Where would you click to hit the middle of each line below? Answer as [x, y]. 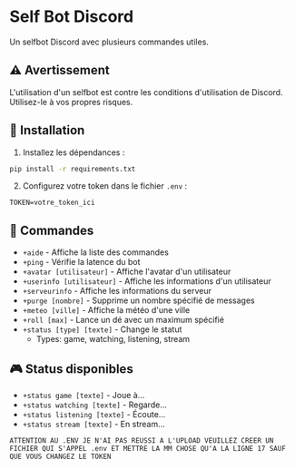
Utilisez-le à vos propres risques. [71, 102]
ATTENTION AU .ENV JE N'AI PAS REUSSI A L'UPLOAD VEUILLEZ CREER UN [142, 441]
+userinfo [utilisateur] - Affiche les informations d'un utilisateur [147, 281]
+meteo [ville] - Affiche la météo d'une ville [106, 310]
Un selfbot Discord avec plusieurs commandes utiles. [109, 42]
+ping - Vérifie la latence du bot [81, 262]
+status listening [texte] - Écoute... [94, 415]
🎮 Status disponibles [71, 369]
